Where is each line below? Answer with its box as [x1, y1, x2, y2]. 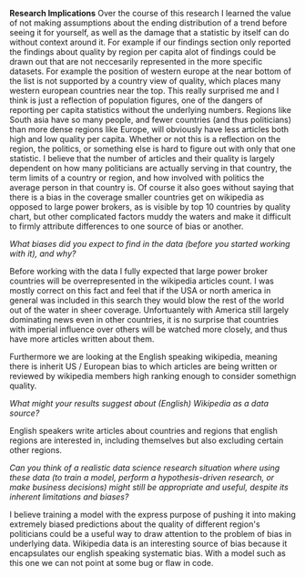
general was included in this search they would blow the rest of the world [9, 295, 285, 305]
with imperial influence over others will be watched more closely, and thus [9, 324, 289, 335]
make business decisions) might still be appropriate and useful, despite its [9, 482, 289, 492]
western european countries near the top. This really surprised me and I [9, 86, 280, 96]
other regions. [9, 445, 62, 455]
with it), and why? [9, 248, 76, 259]
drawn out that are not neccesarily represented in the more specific [9, 57, 263, 67]
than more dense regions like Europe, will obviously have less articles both [9, 124, 290, 135]
